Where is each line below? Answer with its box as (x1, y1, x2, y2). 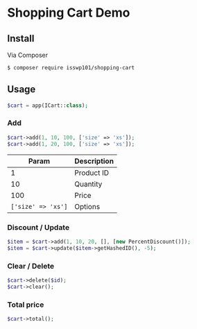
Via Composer (7, 51, 49, 59)
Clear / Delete (7, 261, 55, 271)
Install (7, 33, 35, 44)
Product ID (74, 168, 110, 178)
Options (74, 201, 101, 211)
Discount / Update (7, 222, 70, 232)
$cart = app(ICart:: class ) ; (7, 102, 89, 109)
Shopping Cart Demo (7, 5, 130, 21)
